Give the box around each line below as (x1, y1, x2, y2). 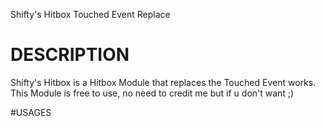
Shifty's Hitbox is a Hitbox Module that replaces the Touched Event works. (10, 76, 317, 88)
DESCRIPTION (10, 44, 130, 66)
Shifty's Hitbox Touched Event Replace (10, 9, 171, 20)
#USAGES (10, 106, 52, 118)
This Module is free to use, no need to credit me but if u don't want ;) (10, 87, 295, 99)
